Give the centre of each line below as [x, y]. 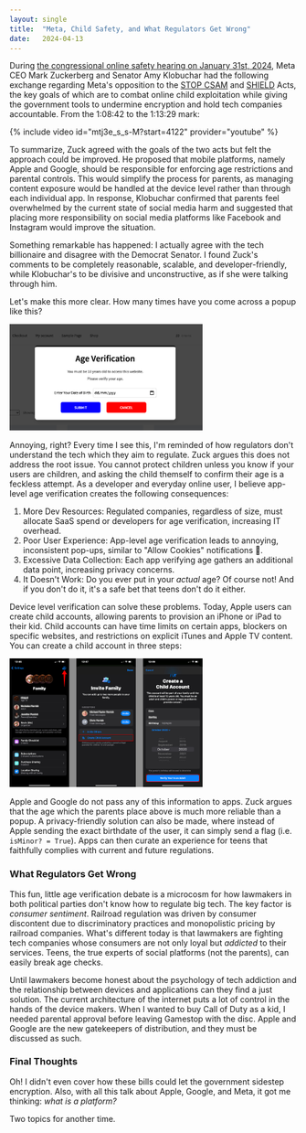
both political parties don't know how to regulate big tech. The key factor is [151, 903]
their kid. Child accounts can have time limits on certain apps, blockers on [148, 625]
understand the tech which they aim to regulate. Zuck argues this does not [150, 454]
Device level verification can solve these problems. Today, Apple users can [151, 606]
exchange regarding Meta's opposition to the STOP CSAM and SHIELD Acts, [153, 85]
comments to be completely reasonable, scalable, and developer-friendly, [148, 264]
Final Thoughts [43, 1062]
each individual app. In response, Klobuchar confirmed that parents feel [145, 198]
